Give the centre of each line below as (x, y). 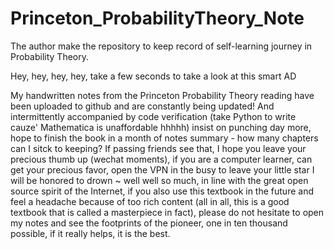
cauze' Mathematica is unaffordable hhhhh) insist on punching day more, (161, 127)
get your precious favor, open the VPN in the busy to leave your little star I (162, 169)
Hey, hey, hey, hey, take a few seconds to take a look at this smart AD (153, 76)
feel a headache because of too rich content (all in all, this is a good (150, 201)
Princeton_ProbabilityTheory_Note (157, 18)
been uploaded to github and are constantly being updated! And (142, 106)
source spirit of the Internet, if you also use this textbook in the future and (162, 191)
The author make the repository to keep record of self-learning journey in (161, 46)
